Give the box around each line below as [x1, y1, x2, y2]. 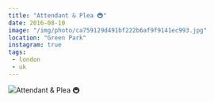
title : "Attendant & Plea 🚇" [8, 11, 107, 20]
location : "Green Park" [8, 33, 87, 42]
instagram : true [8, 41, 62, 49]
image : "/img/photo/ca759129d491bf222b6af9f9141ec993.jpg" [8, 26, 208, 34]
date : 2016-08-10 [8, 19, 66, 27]
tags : [8, 48, 26, 56]
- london [11, 56, 41, 64]
